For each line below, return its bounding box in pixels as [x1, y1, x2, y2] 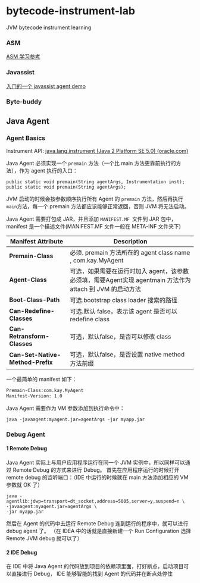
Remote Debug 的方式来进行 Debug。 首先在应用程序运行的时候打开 [12, 466, 180, 474]
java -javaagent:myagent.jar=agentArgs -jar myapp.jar [6, 416, 145, 422]
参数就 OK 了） [6, 481, 43, 488]
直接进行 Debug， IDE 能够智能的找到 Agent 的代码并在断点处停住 [11, 570, 173, 578]
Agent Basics [6, 134, 46, 142]
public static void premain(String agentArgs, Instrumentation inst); [6, 179, 185, 185]
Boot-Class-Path [9, 296, 60, 304]
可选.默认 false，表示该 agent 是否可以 [70, 308, 177, 316]
